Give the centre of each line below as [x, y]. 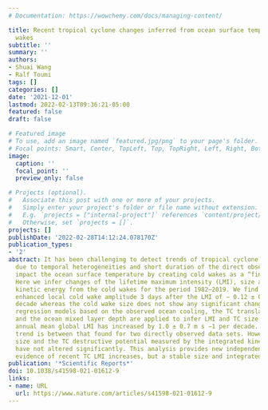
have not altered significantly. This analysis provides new [119, 348]
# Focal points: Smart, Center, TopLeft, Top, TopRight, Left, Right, [128, 149]
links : [19, 379]
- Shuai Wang [30, 68]
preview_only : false [49, 178]
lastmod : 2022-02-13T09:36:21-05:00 [69, 105]
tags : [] [23, 82]
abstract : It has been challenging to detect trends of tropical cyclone [134, 260]
